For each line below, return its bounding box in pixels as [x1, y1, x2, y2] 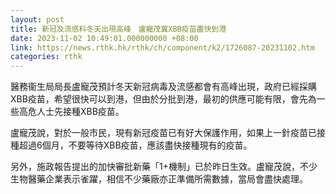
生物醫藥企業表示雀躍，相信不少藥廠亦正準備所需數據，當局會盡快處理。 [10, 173, 308, 185]
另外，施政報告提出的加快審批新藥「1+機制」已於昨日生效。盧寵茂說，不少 [10, 161, 318, 173]
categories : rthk [10, 52, 83, 62]
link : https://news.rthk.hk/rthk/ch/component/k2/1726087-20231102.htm [10, 42, 315, 53]
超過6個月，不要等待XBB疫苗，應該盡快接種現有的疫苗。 [18, 139, 253, 151]
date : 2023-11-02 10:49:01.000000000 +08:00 [10, 33, 199, 43]
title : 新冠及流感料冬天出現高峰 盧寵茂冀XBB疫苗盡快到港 [10, 24, 227, 34]
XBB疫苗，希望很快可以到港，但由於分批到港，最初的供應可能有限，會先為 [10, 93, 317, 105]
